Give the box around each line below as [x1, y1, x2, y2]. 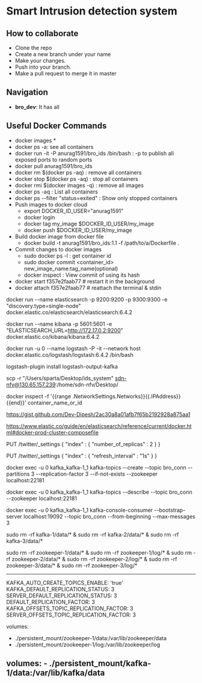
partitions [6, 470, 30, 477]
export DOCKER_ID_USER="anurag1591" [23, 207, 124, 215]
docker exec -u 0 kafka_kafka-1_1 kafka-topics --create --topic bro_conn [6, 464, 186, 471]
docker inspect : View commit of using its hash [23, 271, 140, 279]
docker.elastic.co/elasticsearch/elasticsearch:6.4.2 [6, 309, 132, 316]
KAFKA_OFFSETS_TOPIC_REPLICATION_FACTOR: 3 [6, 605, 133, 612]
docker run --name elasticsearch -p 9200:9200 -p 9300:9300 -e [6, 295, 168, 303]
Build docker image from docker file [14, 233, 104, 240]
